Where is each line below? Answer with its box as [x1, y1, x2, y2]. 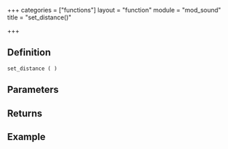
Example [7, 131, 46, 143]
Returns [7, 107, 43, 119]
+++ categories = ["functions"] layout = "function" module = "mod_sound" [7, 6, 221, 14]
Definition [7, 46, 51, 58]
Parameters [7, 84, 59, 96]
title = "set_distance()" [7, 13, 72, 21]
